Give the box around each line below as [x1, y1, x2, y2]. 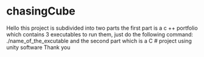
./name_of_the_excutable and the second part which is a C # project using [6, 37, 192, 44]
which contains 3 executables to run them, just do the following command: [6, 30, 194, 38]
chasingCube [6, 4, 76, 18]
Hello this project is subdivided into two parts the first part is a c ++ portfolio [6, 24, 198, 32]
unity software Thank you [6, 44, 71, 51]
